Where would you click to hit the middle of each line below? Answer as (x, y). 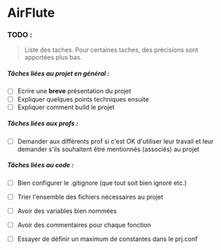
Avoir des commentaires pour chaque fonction (84, 225)
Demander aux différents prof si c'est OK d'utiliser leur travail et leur (115, 141)
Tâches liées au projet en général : (58, 74)
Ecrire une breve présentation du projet (74, 91)
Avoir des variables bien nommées (67, 211)
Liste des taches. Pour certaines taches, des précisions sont (111, 50)
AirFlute (31, 13)
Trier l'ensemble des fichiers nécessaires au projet (90, 197)
